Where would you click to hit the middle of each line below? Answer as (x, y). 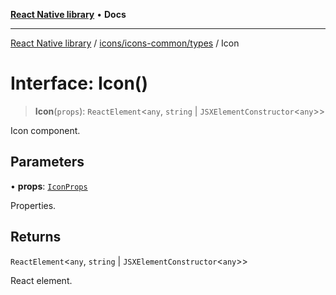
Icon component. (45, 130)
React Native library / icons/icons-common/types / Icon (125, 43)
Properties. (33, 205)
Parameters (47, 162)
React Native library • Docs (68, 14)
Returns (36, 237)
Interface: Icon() (79, 83)
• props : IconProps (49, 186)
